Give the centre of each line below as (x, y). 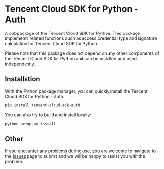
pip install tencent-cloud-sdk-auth (42, 105)
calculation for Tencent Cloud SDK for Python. (52, 43)
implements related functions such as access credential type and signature (81, 38)
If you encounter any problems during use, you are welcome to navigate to (81, 151)
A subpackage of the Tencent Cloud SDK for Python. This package (73, 33)
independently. (20, 64)
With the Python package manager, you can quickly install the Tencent (76, 91)
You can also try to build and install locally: (48, 115)
